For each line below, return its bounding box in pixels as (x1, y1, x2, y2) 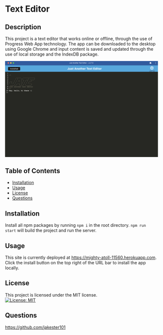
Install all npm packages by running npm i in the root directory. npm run (5, 222, 147, 228)
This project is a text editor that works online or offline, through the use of (5, 36, 153, 41)
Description (5, 23, 41, 31)
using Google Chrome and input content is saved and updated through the (5, 46, 154, 52)
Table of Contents (5, 167, 61, 175)
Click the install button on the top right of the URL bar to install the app (5, 259, 146, 265)
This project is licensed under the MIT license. (5, 292, 98, 298)
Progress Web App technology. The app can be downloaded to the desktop (5, 41, 156, 47)
